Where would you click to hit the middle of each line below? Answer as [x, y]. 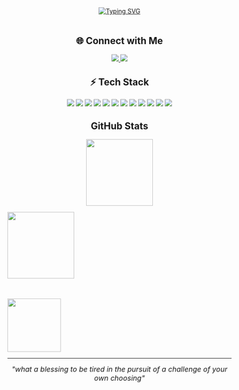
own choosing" [119, 378]
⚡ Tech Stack [119, 82]
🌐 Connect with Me [119, 41]
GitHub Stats [119, 126]
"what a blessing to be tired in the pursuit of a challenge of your [119, 369]
